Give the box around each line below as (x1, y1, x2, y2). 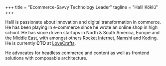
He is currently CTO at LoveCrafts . (5, 40, 76, 46)
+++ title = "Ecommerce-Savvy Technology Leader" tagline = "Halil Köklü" (5, 4, 159, 10)
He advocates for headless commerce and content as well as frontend (5, 50, 150, 56)
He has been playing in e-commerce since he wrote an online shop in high (5, 24, 158, 30)
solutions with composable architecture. (5, 55, 88, 61)
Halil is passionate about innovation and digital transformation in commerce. (5, 19, 161, 25)
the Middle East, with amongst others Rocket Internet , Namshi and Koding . (5, 35, 158, 41)
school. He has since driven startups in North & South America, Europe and (5, 30, 160, 35)
